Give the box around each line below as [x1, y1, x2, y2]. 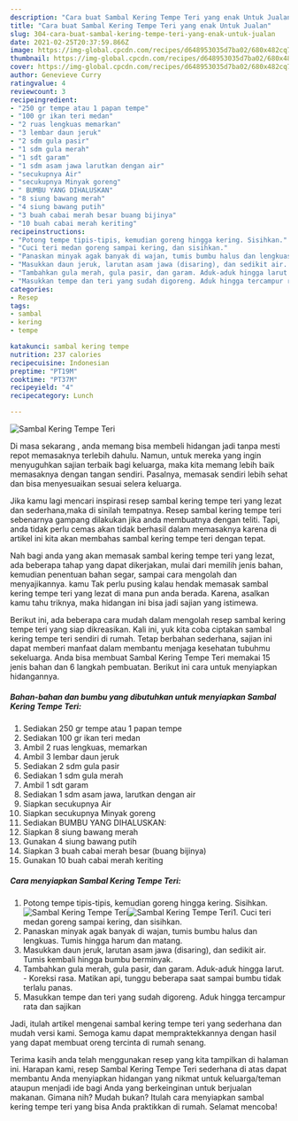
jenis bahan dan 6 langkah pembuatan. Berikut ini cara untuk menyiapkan [10, 662, 278, 672]
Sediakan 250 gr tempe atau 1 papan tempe [22, 723, 182, 734]
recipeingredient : [10, 95, 78, 105]
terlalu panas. [22, 982, 73, 993]
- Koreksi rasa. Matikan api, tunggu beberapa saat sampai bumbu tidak [22, 972, 282, 984]
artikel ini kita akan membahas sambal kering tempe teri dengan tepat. [10, 533, 266, 543]
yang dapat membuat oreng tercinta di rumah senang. [10, 1037, 207, 1047]
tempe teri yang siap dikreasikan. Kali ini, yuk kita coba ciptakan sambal [10, 624, 272, 634]
